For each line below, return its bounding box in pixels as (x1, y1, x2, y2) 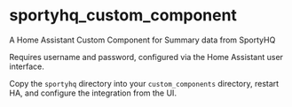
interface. (9, 61, 44, 72)
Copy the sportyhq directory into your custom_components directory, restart (9, 78, 280, 88)
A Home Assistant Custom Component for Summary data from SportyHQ (9, 34, 276, 45)
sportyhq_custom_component (9, 5, 238, 26)
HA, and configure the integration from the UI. (9, 88, 178, 98)
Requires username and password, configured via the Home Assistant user (9, 51, 284, 62)
